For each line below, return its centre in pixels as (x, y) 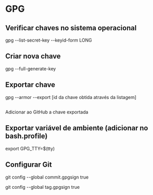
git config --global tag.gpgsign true (43, 187)
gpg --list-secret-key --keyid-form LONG (49, 40)
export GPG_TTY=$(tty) (30, 148)
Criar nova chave (33, 56)
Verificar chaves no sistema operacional (71, 28)
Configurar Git (29, 165)
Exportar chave (30, 85)
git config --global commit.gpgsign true (47, 177)
